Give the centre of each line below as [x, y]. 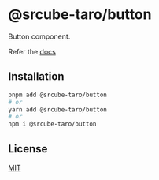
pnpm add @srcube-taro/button [58, 95]
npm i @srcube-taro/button [52, 124]
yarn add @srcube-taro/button [58, 109]
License [28, 149]
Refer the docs [32, 51]
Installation [36, 77]
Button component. [39, 36]
